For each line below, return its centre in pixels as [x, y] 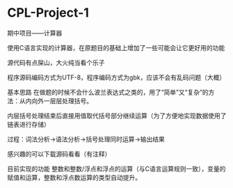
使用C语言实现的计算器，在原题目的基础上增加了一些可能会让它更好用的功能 [116, 47]
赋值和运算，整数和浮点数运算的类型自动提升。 [74, 177]
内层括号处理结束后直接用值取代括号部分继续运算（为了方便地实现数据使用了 [117, 116]
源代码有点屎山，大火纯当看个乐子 [56, 62]
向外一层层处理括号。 [62, 101]
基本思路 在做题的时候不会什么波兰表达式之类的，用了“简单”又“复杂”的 [108, 92]
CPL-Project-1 [48, 13]
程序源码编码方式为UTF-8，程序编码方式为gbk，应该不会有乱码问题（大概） [116, 77]
